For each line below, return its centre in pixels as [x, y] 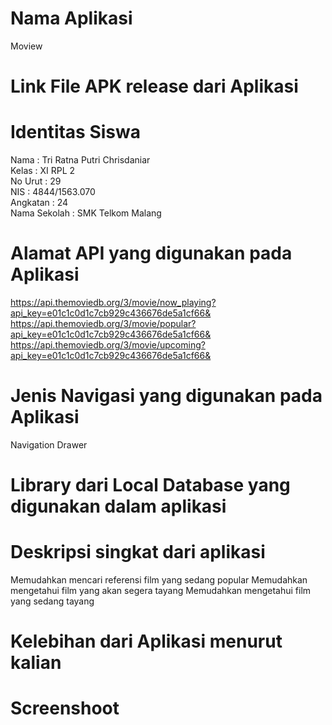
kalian [36, 663]
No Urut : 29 [36, 181]
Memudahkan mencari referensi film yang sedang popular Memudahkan [159, 580]
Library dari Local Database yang [150, 485]
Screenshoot [65, 708]
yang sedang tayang [52, 601]
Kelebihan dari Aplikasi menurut [146, 641]
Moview [26, 46]
